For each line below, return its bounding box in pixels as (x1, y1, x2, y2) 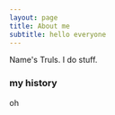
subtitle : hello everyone (9, 30, 106, 39)
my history (9, 77, 57, 90)
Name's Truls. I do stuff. (9, 55, 98, 66)
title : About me (9, 22, 70, 31)
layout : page (9, 13, 58, 22)
